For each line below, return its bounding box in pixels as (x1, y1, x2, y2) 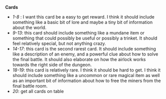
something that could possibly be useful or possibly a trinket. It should (12, 35, 157, 41)
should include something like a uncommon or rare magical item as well (12, 72, 160, 78)
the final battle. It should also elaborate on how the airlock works (12, 56, 146, 62)
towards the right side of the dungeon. (12, 62, 92, 67)
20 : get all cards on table (12, 88, 64, 94)
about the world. (12, 24, 46, 30)
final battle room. (12, 83, 48, 89)
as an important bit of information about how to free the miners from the (12, 77, 161, 83)
